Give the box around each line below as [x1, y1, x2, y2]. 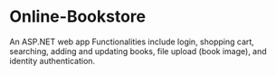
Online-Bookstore [9, 6, 147, 27]
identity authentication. [9, 55, 96, 66]
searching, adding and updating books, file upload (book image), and [9, 45, 267, 56]
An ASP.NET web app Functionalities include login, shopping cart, [9, 36, 255, 47]
